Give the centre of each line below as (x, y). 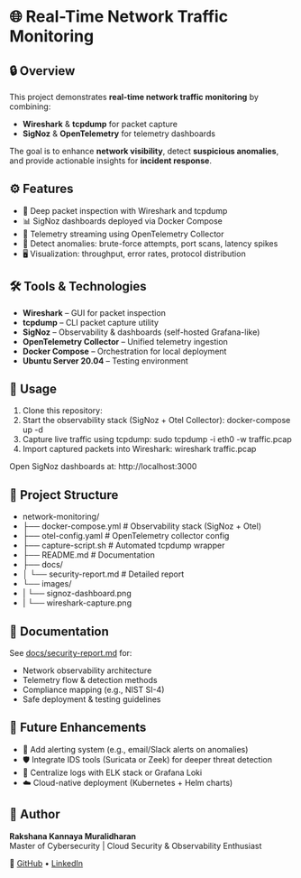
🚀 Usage (33, 389)
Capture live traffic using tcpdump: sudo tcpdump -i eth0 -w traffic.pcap (157, 439)
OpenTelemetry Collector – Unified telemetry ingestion (125, 341)
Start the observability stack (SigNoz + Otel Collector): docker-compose (156, 421)
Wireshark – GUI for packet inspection (94, 312)
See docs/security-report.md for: (71, 653)
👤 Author (35, 814)
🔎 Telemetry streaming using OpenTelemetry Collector (123, 234)
